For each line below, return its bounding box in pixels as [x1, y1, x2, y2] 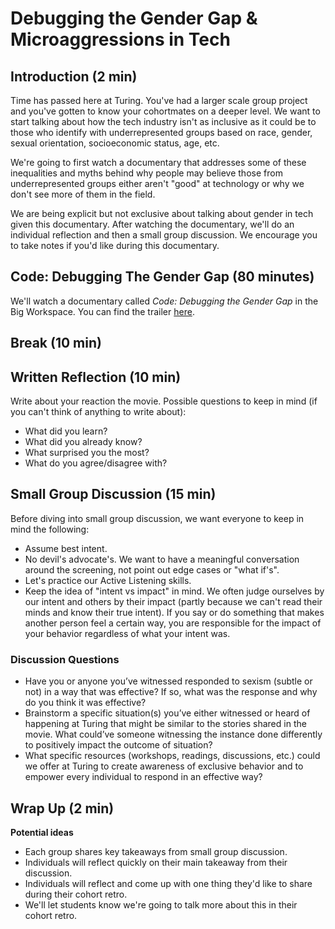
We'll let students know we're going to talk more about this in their [24, 898, 298, 911]
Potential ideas [10, 826, 74, 838]
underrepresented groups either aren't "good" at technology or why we [10, 178, 305, 189]
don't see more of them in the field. [10, 188, 156, 200]
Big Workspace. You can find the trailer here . [10, 305, 195, 317]
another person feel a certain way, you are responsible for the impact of [24, 617, 322, 629]
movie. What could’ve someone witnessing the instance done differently [24, 728, 323, 741]
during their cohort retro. [24, 888, 128, 900]
